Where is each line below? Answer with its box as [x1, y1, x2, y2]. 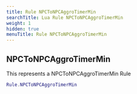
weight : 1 [6, 20, 32, 26]
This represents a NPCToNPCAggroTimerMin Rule [6, 70, 132, 77]
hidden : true [6, 25, 39, 32]
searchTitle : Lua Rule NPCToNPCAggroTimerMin [6, 15, 123, 21]
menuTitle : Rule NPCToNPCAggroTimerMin [6, 32, 107, 38]
